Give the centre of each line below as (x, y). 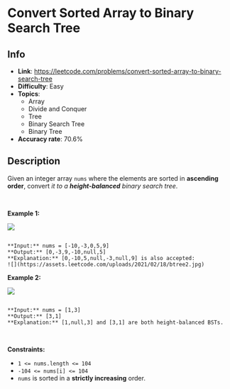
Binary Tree (45, 131)
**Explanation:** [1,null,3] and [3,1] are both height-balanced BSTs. (115, 322)
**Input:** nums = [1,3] (44, 310)
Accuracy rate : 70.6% (50, 139)
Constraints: (26, 349)
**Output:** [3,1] (34, 316)
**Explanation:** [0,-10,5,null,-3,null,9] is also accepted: (101, 258)
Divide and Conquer (57, 109)
